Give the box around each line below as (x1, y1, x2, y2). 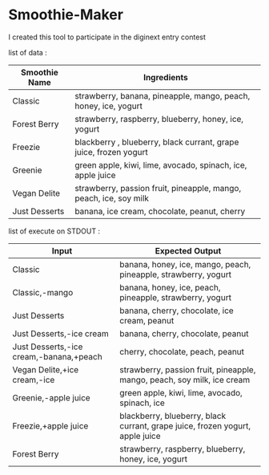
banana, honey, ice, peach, (119, 282, 221, 293)
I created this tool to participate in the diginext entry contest (8, 32, 207, 42)
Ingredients (143, 71, 188, 83)
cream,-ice (12, 374, 55, 385)
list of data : (8, 47, 48, 57)
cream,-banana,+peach (12, 351, 102, 362)
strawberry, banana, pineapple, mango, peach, (74, 90, 251, 101)
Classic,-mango (12, 286, 74, 298)
